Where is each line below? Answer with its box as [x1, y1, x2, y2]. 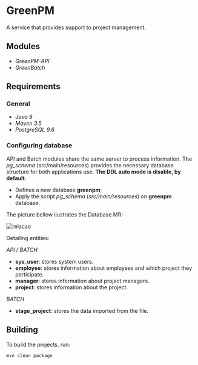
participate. [15, 270, 44, 278]
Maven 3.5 [15, 119, 42, 127]
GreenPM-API [15, 57, 50, 64]
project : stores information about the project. [15, 283, 128, 291]
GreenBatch [15, 64, 45, 71]
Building [6, 325, 38, 335]
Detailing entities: [6, 234, 50, 241]
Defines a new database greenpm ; [15, 186, 102, 193]
